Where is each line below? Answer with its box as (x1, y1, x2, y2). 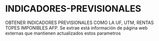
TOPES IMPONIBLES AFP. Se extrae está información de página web (5, 24, 148, 30)
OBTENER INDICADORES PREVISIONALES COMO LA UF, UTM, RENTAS (5, 19, 154, 25)
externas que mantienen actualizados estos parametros (5, 30, 121, 36)
